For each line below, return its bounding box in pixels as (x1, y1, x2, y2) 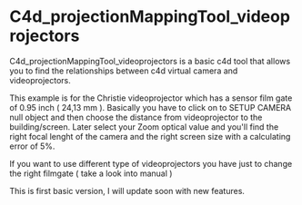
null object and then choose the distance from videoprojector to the (9, 112, 263, 122)
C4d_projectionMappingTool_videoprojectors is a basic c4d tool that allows (9, 55, 291, 66)
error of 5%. (9, 141, 55, 151)
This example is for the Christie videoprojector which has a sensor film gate (9, 93, 293, 103)
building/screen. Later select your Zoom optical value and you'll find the (9, 121, 279, 132)
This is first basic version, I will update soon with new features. (9, 185, 246, 196)
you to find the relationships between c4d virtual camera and (9, 65, 238, 76)
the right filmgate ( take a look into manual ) (9, 168, 173, 179)
